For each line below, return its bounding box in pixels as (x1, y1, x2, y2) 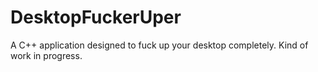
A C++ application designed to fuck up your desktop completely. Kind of (10, 39, 309, 51)
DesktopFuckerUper (10, 6, 182, 29)
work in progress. (10, 49, 83, 61)
